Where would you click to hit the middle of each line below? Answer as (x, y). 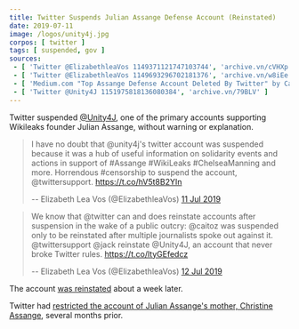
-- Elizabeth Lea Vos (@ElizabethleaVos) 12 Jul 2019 (126, 271)
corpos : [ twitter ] (48, 42)
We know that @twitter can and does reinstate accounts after (143, 216)
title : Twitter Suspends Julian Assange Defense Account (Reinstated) (143, 17)
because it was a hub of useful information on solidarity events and (154, 153)
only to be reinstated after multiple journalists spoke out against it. (152, 235)
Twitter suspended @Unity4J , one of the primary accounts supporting (138, 117)
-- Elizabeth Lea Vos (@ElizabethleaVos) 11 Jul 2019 (125, 199)
